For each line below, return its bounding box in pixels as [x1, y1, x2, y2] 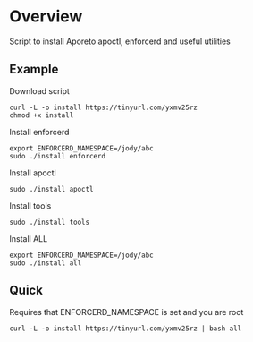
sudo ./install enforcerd [9, 151, 105, 160]
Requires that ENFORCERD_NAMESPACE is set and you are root [9, 306, 244, 317]
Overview [9, 6, 83, 27]
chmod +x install [9, 110, 74, 120]
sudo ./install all [9, 258, 82, 268]
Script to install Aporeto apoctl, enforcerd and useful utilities [9, 36, 231, 47]
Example [9, 62, 59, 77]
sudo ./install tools [9, 218, 90, 227]
